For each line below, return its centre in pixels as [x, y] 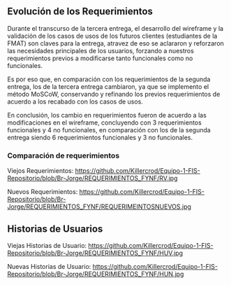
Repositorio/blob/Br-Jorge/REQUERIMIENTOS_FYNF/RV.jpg [92, 179]
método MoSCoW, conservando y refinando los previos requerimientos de [114, 94]
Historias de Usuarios [55, 229]
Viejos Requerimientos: [40, 171]
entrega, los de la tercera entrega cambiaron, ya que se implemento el [108, 86]
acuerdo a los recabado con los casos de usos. [75, 102]
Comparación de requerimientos [64, 155]
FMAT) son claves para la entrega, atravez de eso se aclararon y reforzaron [116, 43]
